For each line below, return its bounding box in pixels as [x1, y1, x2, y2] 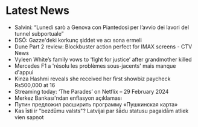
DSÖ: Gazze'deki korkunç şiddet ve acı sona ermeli [14, 36, 142, 44]
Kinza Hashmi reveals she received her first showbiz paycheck [14, 75, 171, 82]
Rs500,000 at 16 [14, 81, 56, 88]
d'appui [14, 68, 34, 76]
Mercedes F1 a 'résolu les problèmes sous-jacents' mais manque [14, 62, 176, 70]
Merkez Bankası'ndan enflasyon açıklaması [14, 94, 122, 102]
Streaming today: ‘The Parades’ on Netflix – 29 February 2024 [14, 88, 169, 95]
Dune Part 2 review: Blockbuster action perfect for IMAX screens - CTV [14, 43, 193, 50]
